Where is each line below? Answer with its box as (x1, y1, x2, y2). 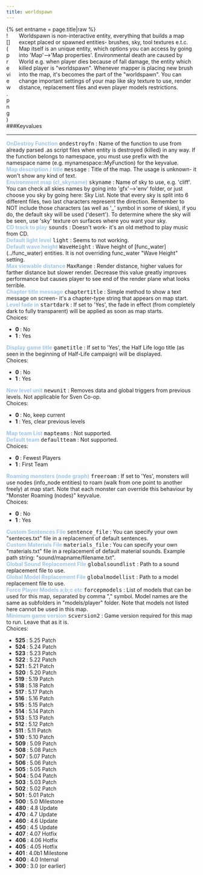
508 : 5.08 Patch (14, 746, 57, 753)
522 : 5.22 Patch (14, 656, 56, 663)
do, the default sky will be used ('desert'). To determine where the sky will (6, 211, 191, 218)
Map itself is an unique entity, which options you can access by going (19, 45, 192, 52)
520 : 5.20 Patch (14, 669, 57, 676)
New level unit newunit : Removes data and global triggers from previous (6, 387, 191, 394)
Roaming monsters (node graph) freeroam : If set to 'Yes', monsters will (6, 472, 189, 479)
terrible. (6, 282, 26, 289)
